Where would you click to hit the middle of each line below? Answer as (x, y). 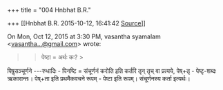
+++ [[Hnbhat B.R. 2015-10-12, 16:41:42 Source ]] (77, 23)
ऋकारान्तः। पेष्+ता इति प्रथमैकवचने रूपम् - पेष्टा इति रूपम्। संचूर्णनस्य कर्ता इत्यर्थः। (99, 79)
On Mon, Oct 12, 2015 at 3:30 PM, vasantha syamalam (84, 36)
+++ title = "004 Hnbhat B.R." (49, 10)
